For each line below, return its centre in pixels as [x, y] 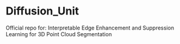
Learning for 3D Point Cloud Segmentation [59, 34]
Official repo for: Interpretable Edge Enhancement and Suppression [90, 28]
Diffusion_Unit [43, 11]
